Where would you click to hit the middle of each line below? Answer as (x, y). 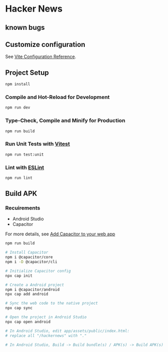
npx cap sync (19, 308)
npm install (18, 84)
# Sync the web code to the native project (52, 304)
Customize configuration (45, 44)
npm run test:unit (24, 155)
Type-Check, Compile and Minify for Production (65, 121)
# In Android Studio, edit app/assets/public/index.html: (67, 331)
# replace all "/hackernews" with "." (46, 336)
